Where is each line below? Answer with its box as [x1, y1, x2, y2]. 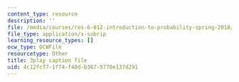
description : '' [7, 17, 55, 24]
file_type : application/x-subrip [7, 30, 107, 38]
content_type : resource [7, 10, 78, 18]
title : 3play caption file [7, 57, 87, 64]
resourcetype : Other [7, 51, 69, 58]
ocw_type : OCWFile [7, 43, 62, 51]
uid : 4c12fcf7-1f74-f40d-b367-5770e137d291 [7, 63, 139, 71]
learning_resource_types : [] [7, 37, 94, 44]
